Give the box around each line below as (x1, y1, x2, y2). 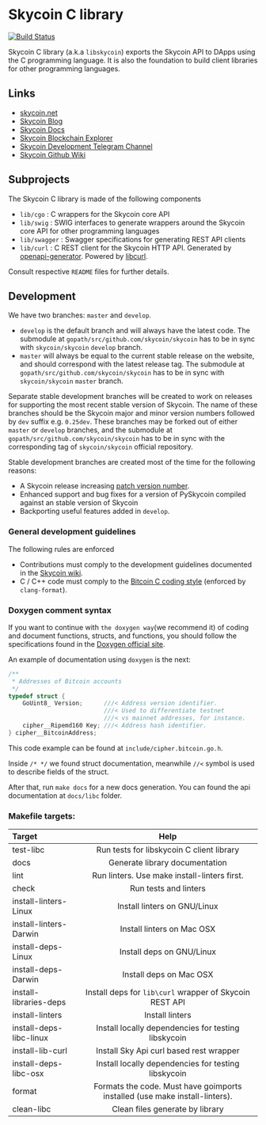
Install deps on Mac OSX (122, 969, 214, 980)
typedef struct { (8, 692, 66, 700)
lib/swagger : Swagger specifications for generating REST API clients (19, 234, 246, 244)
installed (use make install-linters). (102, 1091, 233, 1102)
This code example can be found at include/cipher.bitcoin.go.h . (8, 743, 223, 753)
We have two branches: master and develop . (8, 310, 152, 320)
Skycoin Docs (19, 124, 65, 134)
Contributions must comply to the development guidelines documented (19, 560, 252, 569)
